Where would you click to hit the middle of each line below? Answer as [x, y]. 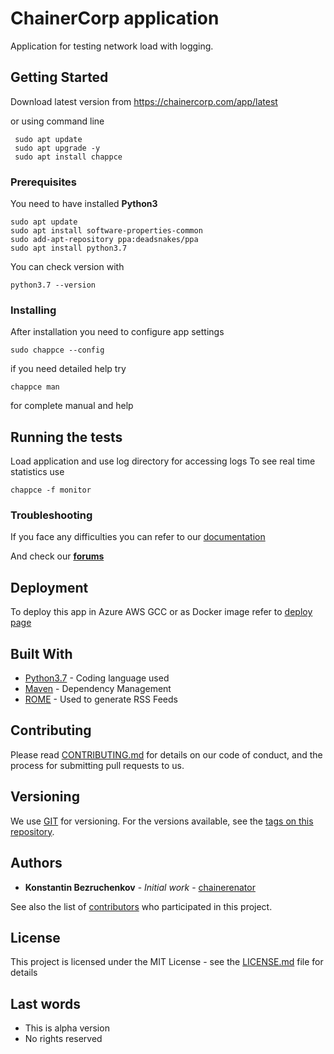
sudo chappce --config [57, 350]
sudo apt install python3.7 [69, 248]
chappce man [35, 387]
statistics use [37, 472]
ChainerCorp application [115, 18]
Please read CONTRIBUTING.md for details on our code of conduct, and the [166, 754]
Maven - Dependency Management [98, 689]
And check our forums [57, 556]
